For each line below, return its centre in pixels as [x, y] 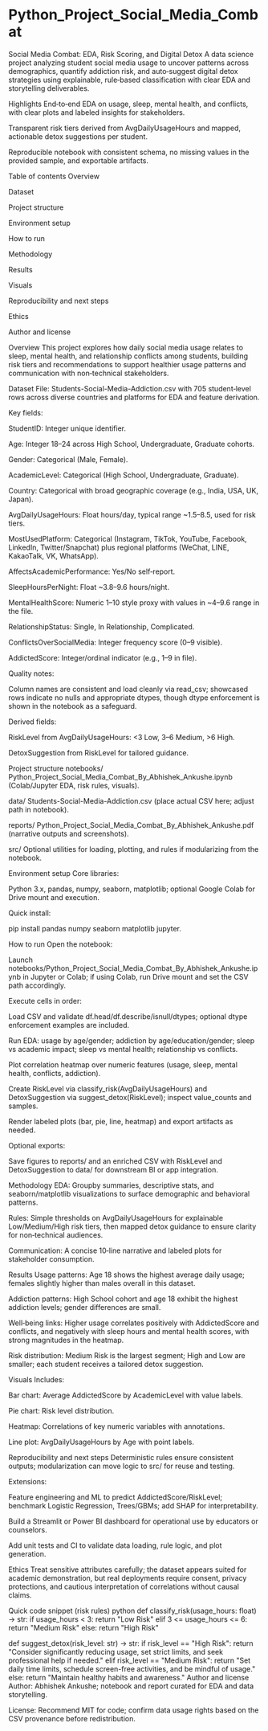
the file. [21, 611]
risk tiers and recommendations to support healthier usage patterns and [127, 364]
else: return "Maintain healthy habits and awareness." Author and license [129, 1677]
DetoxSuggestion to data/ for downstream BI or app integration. [113, 1169]
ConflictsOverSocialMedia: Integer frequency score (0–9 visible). [116, 642]
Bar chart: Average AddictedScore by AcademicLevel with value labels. [126, 1395]
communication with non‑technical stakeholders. [89, 373]
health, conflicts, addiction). [55, 1073]
